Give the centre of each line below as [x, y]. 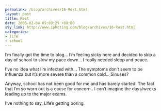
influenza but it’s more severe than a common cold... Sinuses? [67, 74]
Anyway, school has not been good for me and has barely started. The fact [80, 83]
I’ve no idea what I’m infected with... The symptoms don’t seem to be [74, 69]
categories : [17, 32]
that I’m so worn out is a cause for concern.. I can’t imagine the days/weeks [81, 89]
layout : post [18, 14]
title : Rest [17, 18]
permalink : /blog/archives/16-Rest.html [47, 9]
